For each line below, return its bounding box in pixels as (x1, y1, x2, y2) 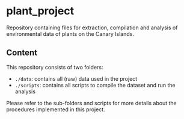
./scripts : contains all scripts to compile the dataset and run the (14, 81, 176, 89)
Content (6, 48, 38, 58)
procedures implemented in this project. (6, 106, 105, 113)
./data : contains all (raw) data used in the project (14, 75, 138, 82)
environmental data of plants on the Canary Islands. (6, 30, 134, 37)
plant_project (6, 4, 74, 18)
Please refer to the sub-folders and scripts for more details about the (6, 99, 177, 106)
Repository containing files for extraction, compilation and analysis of (6, 24, 178, 31)
